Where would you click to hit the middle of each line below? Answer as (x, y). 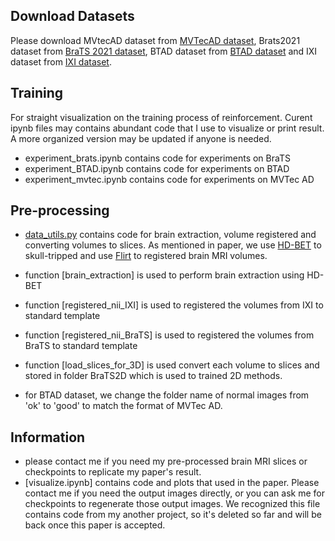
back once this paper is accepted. (95, 525)
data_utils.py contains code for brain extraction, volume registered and (170, 235)
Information (48, 437)
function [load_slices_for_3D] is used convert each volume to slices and (172, 365)
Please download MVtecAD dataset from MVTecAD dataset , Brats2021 (155, 40)
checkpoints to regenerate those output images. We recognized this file (172, 504)
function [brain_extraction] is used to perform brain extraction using (164, 275)
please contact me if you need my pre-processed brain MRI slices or (166, 461)
